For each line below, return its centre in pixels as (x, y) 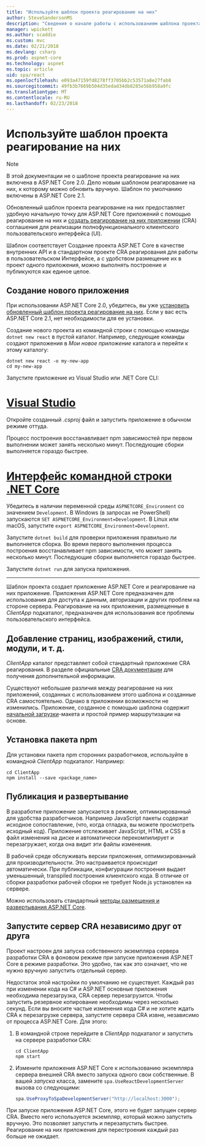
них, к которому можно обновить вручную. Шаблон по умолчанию (94, 189)
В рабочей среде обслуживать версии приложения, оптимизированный (101, 856)
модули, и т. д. (36, 648)
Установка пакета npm (52, 740)
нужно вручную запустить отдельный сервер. (67, 970)
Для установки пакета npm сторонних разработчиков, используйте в (97, 754)
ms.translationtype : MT (37, 92)
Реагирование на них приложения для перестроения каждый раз (93, 1130)
